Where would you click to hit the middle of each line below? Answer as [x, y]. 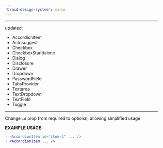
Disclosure [23, 63]
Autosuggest [25, 42]
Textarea [21, 89]
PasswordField [27, 79]
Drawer [19, 68]
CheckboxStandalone [33, 53]
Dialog [18, 58]
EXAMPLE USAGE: [24, 128]
